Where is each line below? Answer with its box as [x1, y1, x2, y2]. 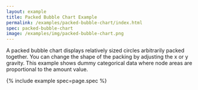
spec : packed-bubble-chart [6, 25, 73, 31]
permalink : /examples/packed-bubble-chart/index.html [6, 20, 143, 25]
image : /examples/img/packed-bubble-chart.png [6, 31, 124, 37]
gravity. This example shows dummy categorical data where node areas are [6, 60, 193, 67]
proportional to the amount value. [6, 66, 88, 73]
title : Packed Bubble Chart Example [6, 14, 97, 20]
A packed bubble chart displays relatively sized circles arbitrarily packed [6, 47, 185, 54]
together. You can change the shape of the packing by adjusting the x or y [6, 53, 188, 60]
